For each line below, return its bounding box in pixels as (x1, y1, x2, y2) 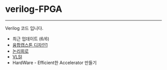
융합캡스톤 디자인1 (12, 42, 48, 48)
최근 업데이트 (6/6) (12, 36, 50, 42)
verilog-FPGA (5, 3, 63, 15)
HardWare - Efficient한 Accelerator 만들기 (12, 60, 97, 66)
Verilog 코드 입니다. (5, 25, 44, 31)
